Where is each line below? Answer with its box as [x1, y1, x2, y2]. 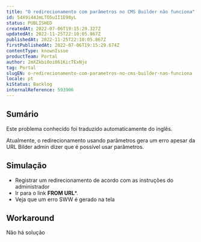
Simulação [6, 160, 47, 171]
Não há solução [6, 229, 45, 236]
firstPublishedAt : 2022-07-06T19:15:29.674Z [6, 43, 120, 49]
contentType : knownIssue [6, 48, 69, 54]
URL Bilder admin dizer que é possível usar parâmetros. [6, 143, 144, 150]
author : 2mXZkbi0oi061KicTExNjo [6, 59, 87, 65]
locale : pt [6, 76, 34, 82]
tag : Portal [6, 64, 36, 71]
